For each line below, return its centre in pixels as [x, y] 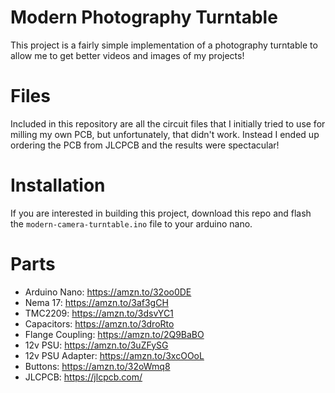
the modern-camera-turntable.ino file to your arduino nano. [131, 223]
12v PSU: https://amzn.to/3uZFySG [96, 345]
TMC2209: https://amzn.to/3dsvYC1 [99, 313]
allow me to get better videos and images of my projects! [127, 55]
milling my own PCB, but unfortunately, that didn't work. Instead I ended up [165, 134]
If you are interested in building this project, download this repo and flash [161, 213]
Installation [58, 185]
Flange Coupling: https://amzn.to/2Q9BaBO [114, 334]
